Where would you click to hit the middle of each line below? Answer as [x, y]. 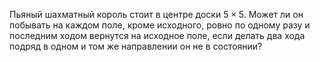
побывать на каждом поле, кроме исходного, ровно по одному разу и [160, 25]
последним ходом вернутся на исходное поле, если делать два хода [157, 35]
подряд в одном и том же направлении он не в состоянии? [136, 46]
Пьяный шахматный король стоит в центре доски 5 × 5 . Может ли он [156, 14]
